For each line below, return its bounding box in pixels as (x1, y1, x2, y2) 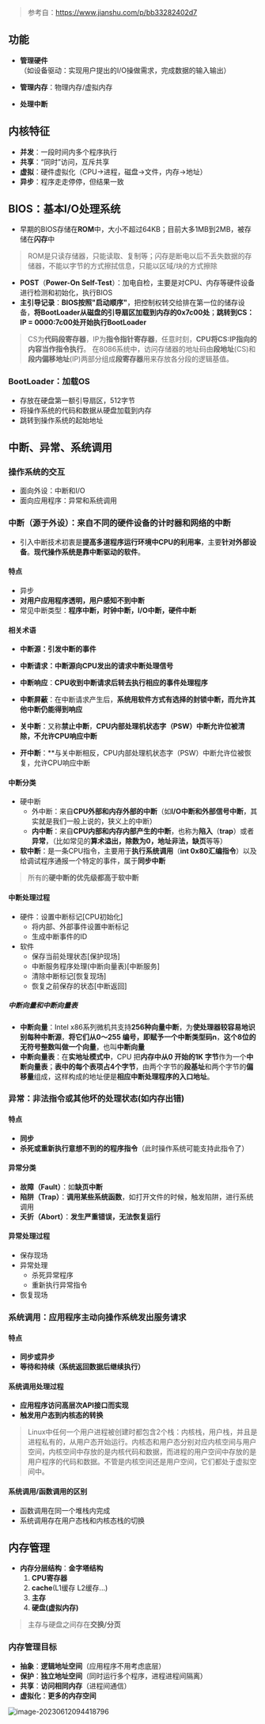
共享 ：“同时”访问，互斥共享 (19, 157, 110, 166)
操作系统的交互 (8, 466, 66, 478)
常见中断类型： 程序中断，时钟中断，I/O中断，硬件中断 (19, 605, 196, 615)
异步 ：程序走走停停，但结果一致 (19, 177, 124, 186)
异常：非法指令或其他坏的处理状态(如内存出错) (8, 1093, 184, 1104)
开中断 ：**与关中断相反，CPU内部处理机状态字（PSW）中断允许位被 (19, 748, 245, 758)
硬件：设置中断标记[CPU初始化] (19, 911, 123, 921)
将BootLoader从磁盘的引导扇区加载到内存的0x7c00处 (33, 308, 210, 318)
